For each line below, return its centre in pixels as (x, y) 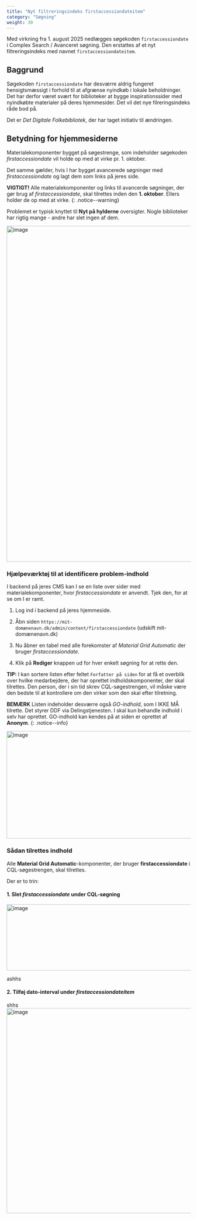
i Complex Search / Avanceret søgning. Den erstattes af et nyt (81, 45)
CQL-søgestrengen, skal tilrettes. (46, 870)
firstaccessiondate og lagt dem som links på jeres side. (73, 176)
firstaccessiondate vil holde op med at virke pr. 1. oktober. (77, 159)
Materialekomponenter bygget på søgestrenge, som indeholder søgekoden (97, 152)
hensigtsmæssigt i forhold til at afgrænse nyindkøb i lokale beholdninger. (94, 90)
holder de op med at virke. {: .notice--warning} (63, 200)
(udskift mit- (152, 628)
